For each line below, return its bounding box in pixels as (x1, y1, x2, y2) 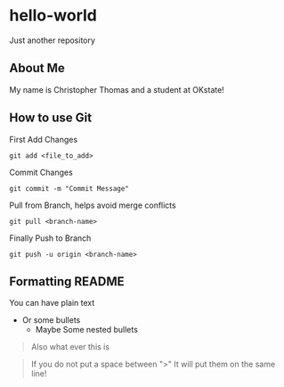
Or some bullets (21, 315, 81, 325)
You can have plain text (9, 298, 95, 309)
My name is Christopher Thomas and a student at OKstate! (9, 84, 224, 95)
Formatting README (9, 274, 125, 289)
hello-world (9, 5, 98, 26)
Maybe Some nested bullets (35, 325, 138, 335)
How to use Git (9, 111, 92, 126)
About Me (9, 61, 65, 76)
